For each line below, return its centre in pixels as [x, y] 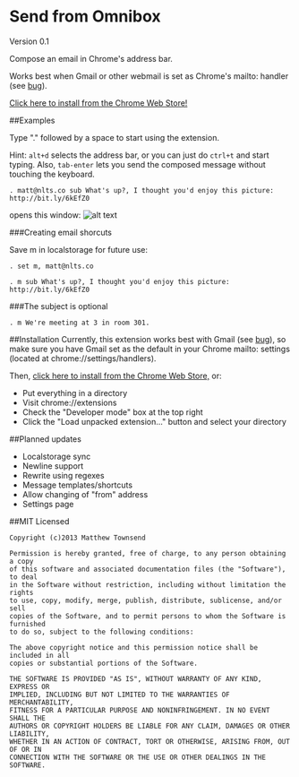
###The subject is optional [59, 306]
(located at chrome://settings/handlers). [83, 358]
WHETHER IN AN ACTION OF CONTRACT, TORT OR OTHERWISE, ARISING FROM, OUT [150, 741]
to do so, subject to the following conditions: [102, 632]
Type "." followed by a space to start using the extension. [114, 137]
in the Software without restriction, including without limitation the [148, 584]
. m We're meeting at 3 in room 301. [80, 323]
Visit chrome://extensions [69, 402]
